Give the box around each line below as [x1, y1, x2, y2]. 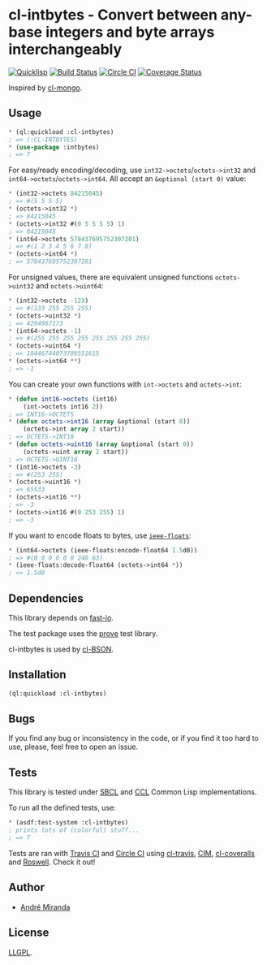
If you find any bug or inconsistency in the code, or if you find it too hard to [8, 733, 259, 743]
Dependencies [8, 591, 84, 605]
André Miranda [19, 902, 71, 911]
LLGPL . [8, 947, 32, 957]
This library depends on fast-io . [8, 612, 114, 622]
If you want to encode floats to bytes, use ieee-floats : [8, 530, 192, 540]
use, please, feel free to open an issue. [8, 742, 139, 752]
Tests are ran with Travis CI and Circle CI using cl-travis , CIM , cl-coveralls [8, 848, 256, 858]
